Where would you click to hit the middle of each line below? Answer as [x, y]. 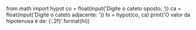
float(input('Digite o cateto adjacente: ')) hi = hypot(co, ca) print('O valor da [98, 15]
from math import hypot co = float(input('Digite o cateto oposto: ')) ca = [94, 9]
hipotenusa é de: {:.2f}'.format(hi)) [48, 21]
